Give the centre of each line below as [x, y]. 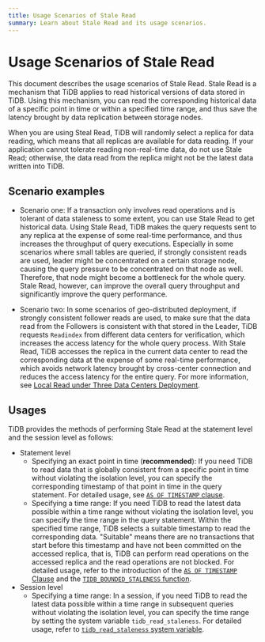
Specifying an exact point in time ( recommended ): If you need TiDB [142, 461]
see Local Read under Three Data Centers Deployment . [110, 385]
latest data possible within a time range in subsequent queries [132, 604]
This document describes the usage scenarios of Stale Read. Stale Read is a [132, 84]
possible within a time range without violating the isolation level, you [142, 512]
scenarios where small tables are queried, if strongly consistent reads [133, 252]
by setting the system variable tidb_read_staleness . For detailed [136, 621]
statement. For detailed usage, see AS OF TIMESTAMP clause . [128, 495]
